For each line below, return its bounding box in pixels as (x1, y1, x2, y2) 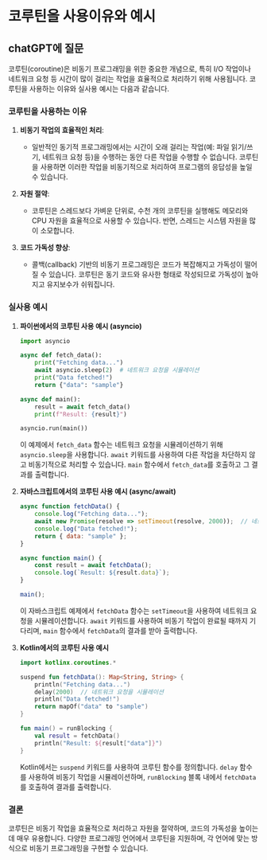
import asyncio (19, 337, 71, 345)
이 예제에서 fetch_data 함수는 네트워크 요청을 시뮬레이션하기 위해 (19, 440, 224, 450)
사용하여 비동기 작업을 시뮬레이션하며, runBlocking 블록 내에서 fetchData (28, 772, 257, 781)
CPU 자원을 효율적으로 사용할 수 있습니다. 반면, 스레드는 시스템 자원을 (31, 216, 248, 225)
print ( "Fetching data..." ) (34, 359, 124, 367)
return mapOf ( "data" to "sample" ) (34, 702, 149, 711)
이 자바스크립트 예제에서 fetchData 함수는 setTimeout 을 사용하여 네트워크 (19, 606, 249, 616)
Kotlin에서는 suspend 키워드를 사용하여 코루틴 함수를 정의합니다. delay (19, 762, 238, 772)
